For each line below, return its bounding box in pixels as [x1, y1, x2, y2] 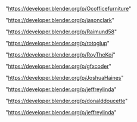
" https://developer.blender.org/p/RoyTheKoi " [5, 51, 116, 58]
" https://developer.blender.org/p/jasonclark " [5, 17, 114, 23]
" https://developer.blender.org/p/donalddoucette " [5, 98, 128, 104]
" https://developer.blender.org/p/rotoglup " [5, 40, 110, 46]
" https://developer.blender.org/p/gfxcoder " [5, 62, 111, 70]
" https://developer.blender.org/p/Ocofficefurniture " [5, 5, 132, 12]
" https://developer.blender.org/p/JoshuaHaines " [5, 74, 124, 81]
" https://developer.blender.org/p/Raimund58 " [5, 28, 117, 35]
